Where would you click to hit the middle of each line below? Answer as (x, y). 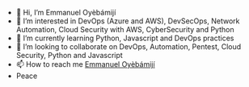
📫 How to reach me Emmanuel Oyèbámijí (85, 64)
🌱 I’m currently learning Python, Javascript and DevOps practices (125, 38)
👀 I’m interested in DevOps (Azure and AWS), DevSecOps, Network (128, 21)
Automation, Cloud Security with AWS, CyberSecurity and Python (125, 29)
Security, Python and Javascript (69, 55)
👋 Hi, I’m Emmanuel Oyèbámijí (66, 12)
